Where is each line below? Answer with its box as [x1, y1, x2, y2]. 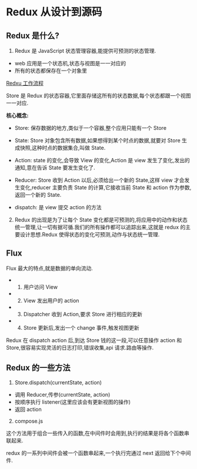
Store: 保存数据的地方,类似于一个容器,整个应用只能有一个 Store [14, 125, 166, 131]
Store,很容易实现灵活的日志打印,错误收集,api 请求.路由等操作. [6, 344, 154, 351]
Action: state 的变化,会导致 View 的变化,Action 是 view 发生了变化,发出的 [14, 157, 190, 163]
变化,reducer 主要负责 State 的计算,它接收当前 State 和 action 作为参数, [19, 184, 192, 191]
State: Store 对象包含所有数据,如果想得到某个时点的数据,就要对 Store [14, 137, 181, 144]
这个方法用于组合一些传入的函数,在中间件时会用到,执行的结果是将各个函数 [6, 430, 185, 437]
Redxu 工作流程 [6, 80, 44, 86]
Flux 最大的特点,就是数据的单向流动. [6, 264, 93, 272]
